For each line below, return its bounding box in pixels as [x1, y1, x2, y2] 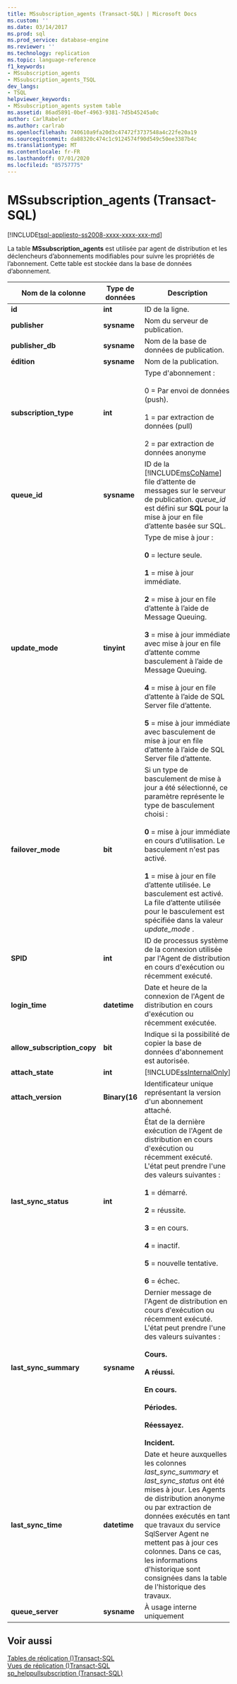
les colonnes [144, 1458, 187, 1468]
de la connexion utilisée [144, 944, 223, 954]
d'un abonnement [144, 1096, 203, 1106]
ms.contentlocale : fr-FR [7, 149, 80, 156]
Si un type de [144, 765, 188, 774]
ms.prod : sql [7, 30, 46, 37]
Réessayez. [144, 1419, 184, 1429]
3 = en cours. [144, 1223, 189, 1233]
